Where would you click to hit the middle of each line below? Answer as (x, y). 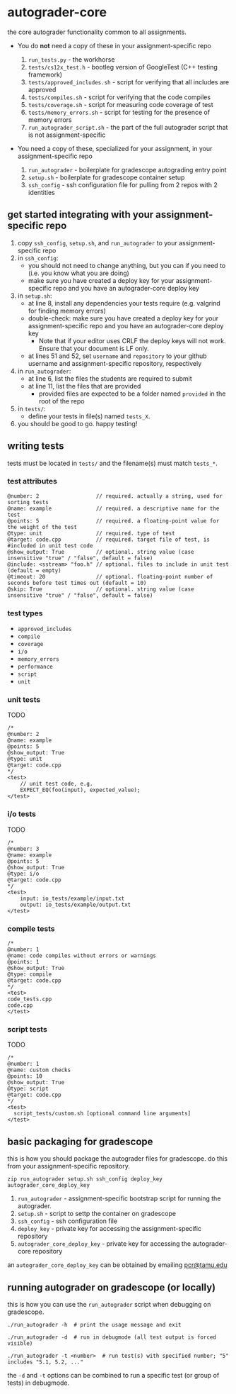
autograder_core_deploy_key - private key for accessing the (104, 1244)
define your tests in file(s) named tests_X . (89, 416)
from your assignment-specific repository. (69, 1166)
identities (41, 192)
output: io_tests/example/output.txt (76, 905)
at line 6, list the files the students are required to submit (110, 378)
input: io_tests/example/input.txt (72, 898)
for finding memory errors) (67, 311)
